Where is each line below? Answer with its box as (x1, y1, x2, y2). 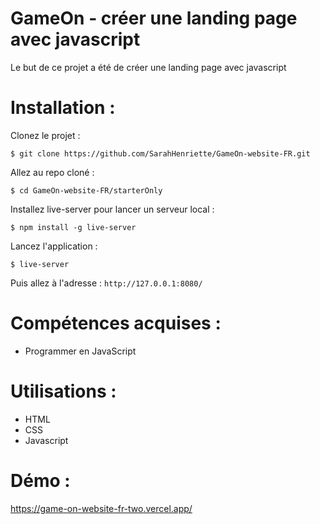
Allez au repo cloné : (10, 166, 95, 178)
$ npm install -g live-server (10, 222, 137, 232)
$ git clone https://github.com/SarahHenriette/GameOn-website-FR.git (10, 148, 311, 159)
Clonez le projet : (10, 129, 81, 141)
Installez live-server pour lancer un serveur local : (10, 203, 215, 215)
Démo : (10, 469, 71, 492)
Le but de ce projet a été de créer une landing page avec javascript (10, 61, 287, 73)
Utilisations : (10, 380, 117, 402)
